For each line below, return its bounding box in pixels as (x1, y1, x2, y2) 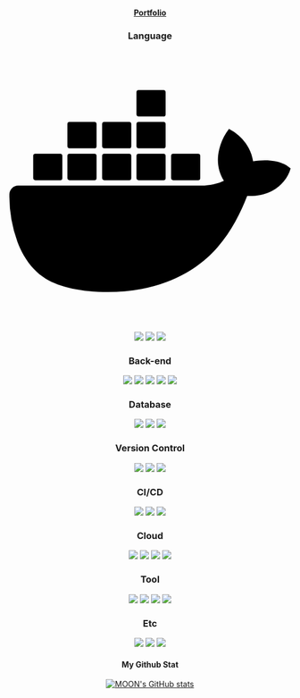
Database (129, 399, 171, 411)
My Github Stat (121, 659, 179, 669)
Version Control (114, 442, 186, 455)
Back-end (128, 354, 172, 366)
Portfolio (133, 7, 167, 18)
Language (128, 29, 172, 42)
